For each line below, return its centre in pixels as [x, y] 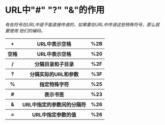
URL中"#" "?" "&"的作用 [55, 10]
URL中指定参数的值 [54, 115]
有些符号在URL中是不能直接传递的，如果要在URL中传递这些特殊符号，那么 [80, 25]
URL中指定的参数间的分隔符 [54, 104]
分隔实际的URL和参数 [54, 74]
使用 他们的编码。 [27, 30]
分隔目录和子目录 [54, 64]
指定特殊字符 [54, 84]
